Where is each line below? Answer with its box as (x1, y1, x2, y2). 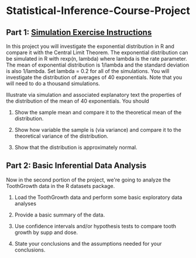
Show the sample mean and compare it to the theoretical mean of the (14, 109, 182, 116)
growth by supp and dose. (14, 229, 78, 236)
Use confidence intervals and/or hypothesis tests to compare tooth (14, 222, 177, 229)
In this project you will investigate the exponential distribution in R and (6, 43, 174, 50)
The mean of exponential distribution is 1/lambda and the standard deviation (6, 61, 189, 68)
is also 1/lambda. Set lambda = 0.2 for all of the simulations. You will (6, 68, 170, 74)
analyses (14, 200, 37, 207)
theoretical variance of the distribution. (14, 133, 109, 140)
